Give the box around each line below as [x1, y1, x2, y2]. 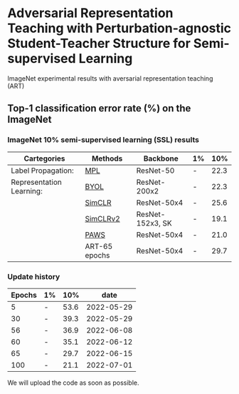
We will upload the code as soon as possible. [7, 378, 139, 387]
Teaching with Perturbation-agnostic [7, 20, 232, 36]
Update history [7, 271, 60, 281]
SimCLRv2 [85, 213, 121, 223]
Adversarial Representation [7, 5, 174, 21]
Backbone [143, 153, 179, 163]
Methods [91, 153, 123, 163]
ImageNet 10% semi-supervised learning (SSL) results [7, 135, 199, 145]
